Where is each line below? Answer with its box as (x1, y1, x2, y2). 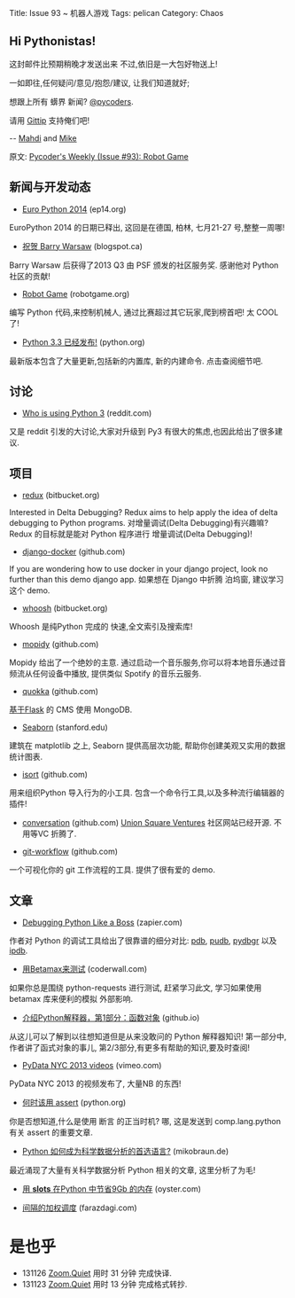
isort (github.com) (21, 770, 89, 780)
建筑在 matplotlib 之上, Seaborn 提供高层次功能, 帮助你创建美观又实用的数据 (9, 740, 286, 751)
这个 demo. (9, 585, 50, 596)
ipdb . (9, 945, 28, 956)
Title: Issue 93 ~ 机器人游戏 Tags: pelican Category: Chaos (9, 8, 224, 18)
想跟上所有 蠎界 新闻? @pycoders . (9, 96, 135, 106)
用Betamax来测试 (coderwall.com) (21, 964, 148, 974)
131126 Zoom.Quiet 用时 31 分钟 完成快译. (21, 1268, 173, 1278)
